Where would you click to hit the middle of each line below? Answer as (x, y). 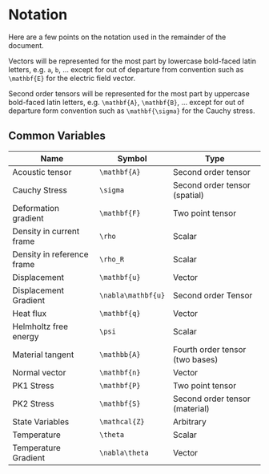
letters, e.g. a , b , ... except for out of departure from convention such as (126, 69)
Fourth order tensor (209, 349)
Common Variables (57, 136)
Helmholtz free (40, 326)
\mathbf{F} (120, 213)
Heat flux (29, 313)
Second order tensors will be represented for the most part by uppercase (129, 93)
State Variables (41, 421)
